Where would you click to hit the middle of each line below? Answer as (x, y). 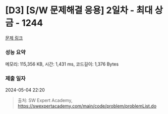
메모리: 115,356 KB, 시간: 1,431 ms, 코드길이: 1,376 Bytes (62, 64)
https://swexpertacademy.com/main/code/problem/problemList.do (87, 106)
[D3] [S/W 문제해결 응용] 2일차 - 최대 (79, 10)
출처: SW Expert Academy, (45, 100)
